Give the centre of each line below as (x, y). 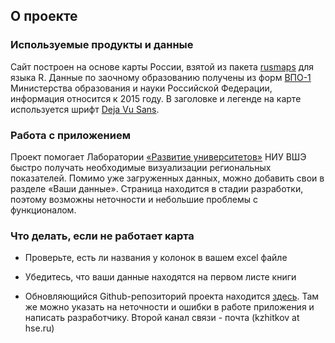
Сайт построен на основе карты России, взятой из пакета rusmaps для (162, 66)
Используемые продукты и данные (102, 45)
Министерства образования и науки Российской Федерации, (141, 88)
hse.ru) (39, 328)
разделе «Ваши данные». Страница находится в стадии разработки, (157, 188)
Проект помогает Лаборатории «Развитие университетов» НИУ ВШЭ (158, 156)
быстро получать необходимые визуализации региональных (141, 167)
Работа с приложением (70, 135)
